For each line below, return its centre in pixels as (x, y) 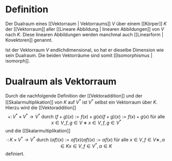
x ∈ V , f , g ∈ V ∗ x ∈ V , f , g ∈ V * (86, 122)
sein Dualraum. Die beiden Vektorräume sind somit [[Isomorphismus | (79, 55)
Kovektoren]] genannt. (29, 40)
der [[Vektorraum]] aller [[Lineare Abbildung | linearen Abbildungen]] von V (85, 29)
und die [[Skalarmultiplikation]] (38, 130)
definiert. (15, 154)
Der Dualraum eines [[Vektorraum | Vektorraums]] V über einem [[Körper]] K (86, 24)
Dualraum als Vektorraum (61, 82)
